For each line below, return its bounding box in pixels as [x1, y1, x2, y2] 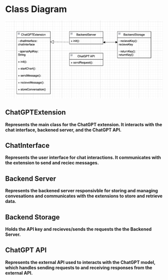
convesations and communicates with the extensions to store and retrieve [5, 193, 162, 199]
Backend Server [5, 174, 56, 183]
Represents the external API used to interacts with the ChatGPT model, [5, 259, 156, 265]
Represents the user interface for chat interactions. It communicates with [5, 154, 161, 161]
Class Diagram [5, 4, 67, 15]
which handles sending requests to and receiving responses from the [5, 264, 152, 270]
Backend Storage [5, 213, 60, 221]
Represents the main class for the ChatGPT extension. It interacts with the [5, 121, 162, 127]
